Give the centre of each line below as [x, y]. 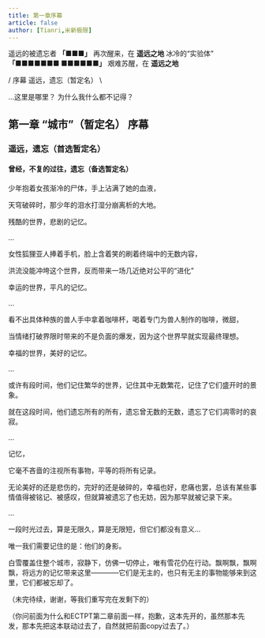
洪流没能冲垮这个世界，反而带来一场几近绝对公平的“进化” [101, 270]
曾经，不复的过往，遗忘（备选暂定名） [70, 169]
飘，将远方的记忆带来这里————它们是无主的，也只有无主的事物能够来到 [129, 572]
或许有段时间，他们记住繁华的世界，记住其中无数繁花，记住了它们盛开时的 [129, 385]
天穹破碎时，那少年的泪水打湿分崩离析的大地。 [84, 205]
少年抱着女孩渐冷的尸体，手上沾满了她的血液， [84, 188]
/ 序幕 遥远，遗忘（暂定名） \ [55, 81]
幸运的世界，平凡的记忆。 [50, 287]
